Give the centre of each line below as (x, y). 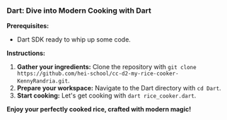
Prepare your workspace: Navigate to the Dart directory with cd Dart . (119, 88)
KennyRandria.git (42, 81)
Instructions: (26, 53)
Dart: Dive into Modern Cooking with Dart (79, 11)
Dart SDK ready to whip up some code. (74, 40)
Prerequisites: (28, 26)
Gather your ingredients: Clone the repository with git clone (106, 67)
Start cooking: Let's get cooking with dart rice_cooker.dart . (106, 96)
